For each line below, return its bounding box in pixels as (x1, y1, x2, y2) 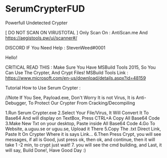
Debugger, (5, 99, 27, 106)
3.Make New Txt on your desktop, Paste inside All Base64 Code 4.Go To (5, 120, 155, 126)
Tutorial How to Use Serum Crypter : (5, 84, 81, 91)
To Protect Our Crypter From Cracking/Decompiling (28, 99, 135, 106)
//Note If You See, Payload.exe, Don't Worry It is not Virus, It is (5, 94, 135, 100)
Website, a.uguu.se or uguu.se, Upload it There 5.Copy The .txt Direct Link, (5, 126, 161, 132)
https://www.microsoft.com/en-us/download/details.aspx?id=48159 (5, 75, 146, 81)
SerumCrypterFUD (5, 3, 85, 15)
